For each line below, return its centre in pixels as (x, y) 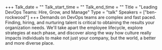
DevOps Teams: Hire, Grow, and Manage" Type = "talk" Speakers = (74, 12)
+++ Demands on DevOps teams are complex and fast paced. (93, 17)
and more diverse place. (30, 43)
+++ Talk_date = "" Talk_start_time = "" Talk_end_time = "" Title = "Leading (81, 7)
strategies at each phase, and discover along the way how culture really (78, 33)
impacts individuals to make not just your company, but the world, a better (81, 38)
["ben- (150, 12)
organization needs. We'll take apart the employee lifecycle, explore (74, 28)
